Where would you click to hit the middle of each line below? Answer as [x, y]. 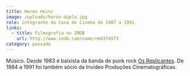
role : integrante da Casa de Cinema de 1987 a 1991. [72, 22]
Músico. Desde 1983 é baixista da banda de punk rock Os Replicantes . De [95, 61]
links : [14, 28]
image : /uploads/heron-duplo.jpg [47, 17]
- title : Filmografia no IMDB [48, 33]
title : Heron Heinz [30, 11]
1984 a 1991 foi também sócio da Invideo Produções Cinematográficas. [91, 67]
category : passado [28, 44]
